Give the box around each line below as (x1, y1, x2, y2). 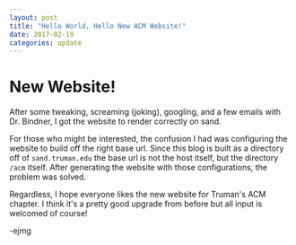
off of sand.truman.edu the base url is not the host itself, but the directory (9, 153, 279, 163)
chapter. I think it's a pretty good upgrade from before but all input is (9, 198, 263, 209)
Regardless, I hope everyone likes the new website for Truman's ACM (9, 189, 266, 200)
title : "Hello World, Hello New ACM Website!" (9, 22, 187, 31)
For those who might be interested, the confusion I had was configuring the (9, 134, 289, 144)
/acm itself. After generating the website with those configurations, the (9, 162, 267, 173)
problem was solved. (9, 171, 87, 182)
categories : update (9, 38, 83, 48)
